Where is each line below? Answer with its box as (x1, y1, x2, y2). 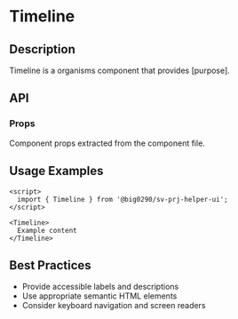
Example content (17, 226, 77, 235)
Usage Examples (9, 163, 104, 179)
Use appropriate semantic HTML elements (21, 291, 178, 301)
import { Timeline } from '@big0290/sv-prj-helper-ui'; (17, 195, 228, 203)
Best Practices (9, 258, 91, 273)
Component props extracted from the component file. (9, 138, 206, 148)
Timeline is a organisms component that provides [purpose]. (9, 65, 231, 76)
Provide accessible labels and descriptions (21, 282, 179, 292)
